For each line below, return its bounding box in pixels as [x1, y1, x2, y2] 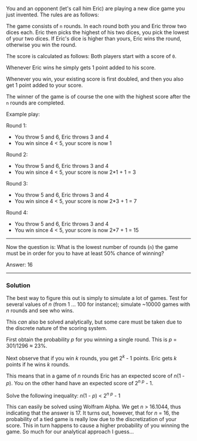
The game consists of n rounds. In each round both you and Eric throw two [6, 23, 186, 29]
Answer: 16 [6, 261, 33, 268]
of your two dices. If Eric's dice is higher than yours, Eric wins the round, [6, 35, 182, 42]
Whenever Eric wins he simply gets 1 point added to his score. [6, 64, 156, 71]
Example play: [6, 111, 40, 117]
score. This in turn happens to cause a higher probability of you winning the [6, 422, 189, 429]
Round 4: [6, 209, 28, 216]
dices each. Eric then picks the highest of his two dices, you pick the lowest [6, 29, 189, 36]
